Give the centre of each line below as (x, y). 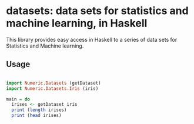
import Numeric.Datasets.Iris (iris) (52, 88)
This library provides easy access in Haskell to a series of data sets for (92, 39)
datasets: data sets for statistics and (98, 11)
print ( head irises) (36, 116)
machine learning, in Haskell (77, 23)
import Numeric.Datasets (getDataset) (53, 83)
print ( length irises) (39, 110)
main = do (18, 99)
